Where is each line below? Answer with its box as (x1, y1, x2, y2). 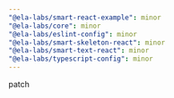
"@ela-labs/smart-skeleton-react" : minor (8, 37, 166, 47)
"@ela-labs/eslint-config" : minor (8, 29, 138, 38)
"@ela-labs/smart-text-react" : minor (8, 46, 150, 55)
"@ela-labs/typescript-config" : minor (8, 54, 153, 63)
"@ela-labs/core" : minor (8, 21, 101, 30)
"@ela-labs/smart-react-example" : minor (8, 12, 162, 22)
